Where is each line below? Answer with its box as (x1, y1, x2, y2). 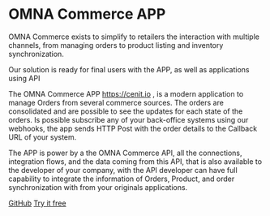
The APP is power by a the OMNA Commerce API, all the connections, (8, 148, 242, 158)
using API (8, 73, 41, 83)
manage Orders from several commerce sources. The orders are (8, 97, 225, 107)
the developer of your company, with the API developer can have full (8, 165, 238, 175)
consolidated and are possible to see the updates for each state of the (8, 106, 243, 116)
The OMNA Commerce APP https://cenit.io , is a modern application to (8, 89, 244, 98)
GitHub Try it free (8, 198, 66, 208)
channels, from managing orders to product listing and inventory (8, 40, 224, 50)
